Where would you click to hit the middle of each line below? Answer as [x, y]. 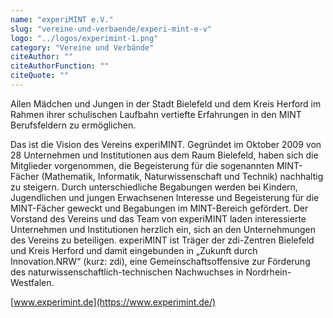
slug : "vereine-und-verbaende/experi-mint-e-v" [111, 29]
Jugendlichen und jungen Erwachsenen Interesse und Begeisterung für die [165, 197]
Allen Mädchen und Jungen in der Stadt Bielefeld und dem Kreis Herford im [166, 103]
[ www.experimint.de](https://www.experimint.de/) [113, 302]
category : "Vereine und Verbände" [82, 47]
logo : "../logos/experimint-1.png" [84, 38]
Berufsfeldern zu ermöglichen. [73, 125]
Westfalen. [32, 282]
